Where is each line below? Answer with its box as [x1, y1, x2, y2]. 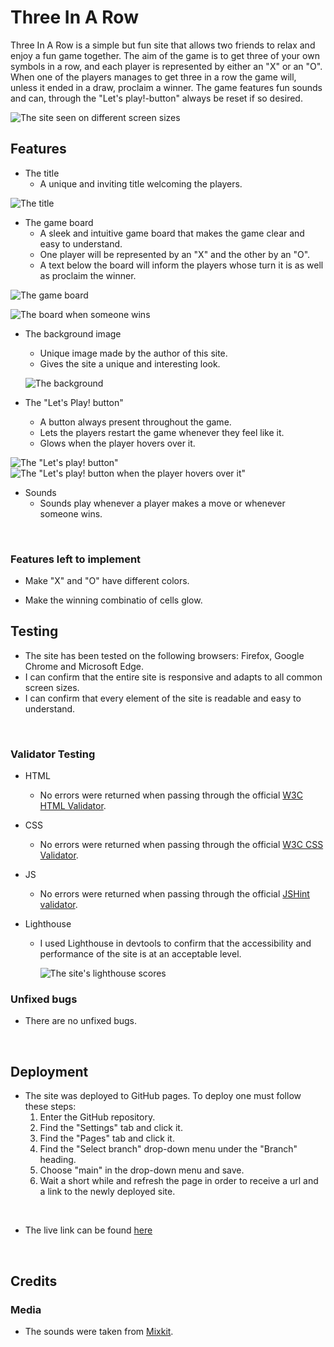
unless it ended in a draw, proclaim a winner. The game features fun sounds [10, 81, 323, 93]
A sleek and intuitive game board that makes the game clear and [39, 227, 305, 239]
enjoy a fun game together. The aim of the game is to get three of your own [10, 49, 320, 61]
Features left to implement [10, 552, 142, 566]
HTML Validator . [39, 800, 107, 812]
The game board [24, 216, 94, 228]
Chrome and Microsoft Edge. [24, 660, 144, 672]
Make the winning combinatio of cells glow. [24, 594, 203, 606]
